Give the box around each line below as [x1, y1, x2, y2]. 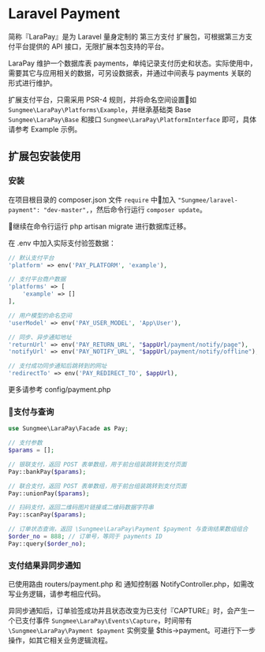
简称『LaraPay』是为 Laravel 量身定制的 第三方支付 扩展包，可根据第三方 [8, 32, 246, 41]
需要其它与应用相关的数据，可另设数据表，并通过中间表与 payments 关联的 [8, 68, 252, 77]
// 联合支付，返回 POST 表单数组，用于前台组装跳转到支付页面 [8, 482, 187, 490]
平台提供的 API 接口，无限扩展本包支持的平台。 [14, 41, 169, 51]
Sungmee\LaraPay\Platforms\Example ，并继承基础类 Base [8, 104, 192, 114]
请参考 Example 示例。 [8, 124, 82, 134]
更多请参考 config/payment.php [8, 385, 111, 394]
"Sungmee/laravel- [177, 196, 238, 204]
